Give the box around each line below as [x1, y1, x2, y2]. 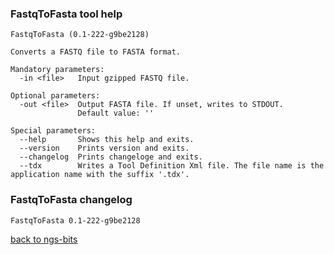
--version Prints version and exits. [19, 143, 190, 154]
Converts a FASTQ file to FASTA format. [10, 47, 182, 57]
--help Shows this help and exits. [19, 135, 195, 145]
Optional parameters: [10, 91, 101, 101]
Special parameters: [10, 126, 97, 136]
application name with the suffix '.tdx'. [10, 170, 190, 180]
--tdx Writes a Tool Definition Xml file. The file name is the [19, 161, 325, 171]
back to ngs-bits [10, 233, 78, 245]
